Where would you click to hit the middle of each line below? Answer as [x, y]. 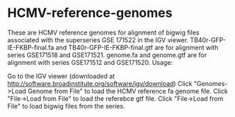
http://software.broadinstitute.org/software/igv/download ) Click [100, 83]
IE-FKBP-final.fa [31, 47]
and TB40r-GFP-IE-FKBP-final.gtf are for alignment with [137, 47]
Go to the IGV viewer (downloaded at [61, 76]
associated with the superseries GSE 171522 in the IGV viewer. [98, 39]
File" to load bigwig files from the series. [66, 106]
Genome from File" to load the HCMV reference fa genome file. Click [128, 91]
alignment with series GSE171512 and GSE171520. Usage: [90, 62]
